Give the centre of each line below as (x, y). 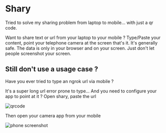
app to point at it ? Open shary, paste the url (51, 96)
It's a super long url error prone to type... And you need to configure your (81, 91)
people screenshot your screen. (38, 53)
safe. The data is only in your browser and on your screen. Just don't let (80, 48)
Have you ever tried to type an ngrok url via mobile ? (60, 81)
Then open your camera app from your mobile (53, 115)
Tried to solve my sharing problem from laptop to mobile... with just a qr (79, 22)
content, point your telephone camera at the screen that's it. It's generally (81, 42)
